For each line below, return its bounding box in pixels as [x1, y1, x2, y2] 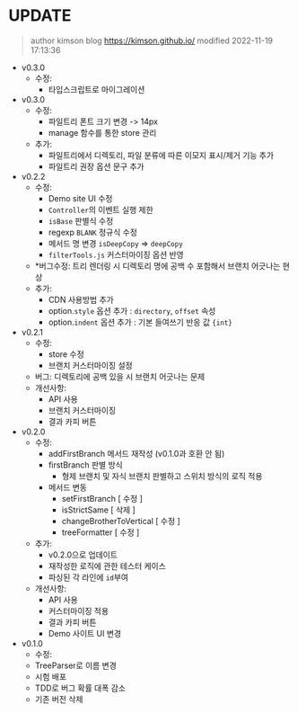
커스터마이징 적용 [48, 605, 110, 616]
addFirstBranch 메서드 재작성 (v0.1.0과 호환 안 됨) [48, 448, 225, 459]
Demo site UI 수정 [48, 192, 113, 203]
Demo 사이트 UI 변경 [48, 628, 122, 638]
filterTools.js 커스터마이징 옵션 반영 [48, 249, 185, 260]
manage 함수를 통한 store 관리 [48, 127, 157, 138]
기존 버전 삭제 [34, 693, 83, 704]
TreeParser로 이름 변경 [34, 660, 118, 671]
